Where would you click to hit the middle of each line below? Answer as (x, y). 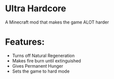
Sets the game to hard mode (41, 71)
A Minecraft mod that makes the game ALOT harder (57, 22)
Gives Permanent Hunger (38, 66)
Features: (25, 42)
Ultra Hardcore (36, 9)
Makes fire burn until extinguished (46, 61)
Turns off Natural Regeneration (43, 55)
